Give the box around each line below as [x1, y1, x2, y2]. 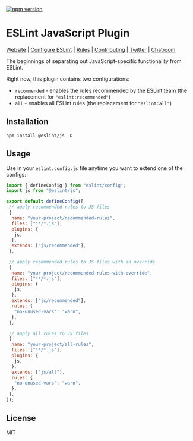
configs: [6, 171, 27, 178]
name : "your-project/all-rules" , [11, 342, 94, 348]
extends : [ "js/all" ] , [11, 369, 65, 375]
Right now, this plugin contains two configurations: [6, 75, 130, 83]
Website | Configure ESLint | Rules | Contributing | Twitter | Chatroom [6, 46, 176, 53]
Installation [6, 116, 49, 127]
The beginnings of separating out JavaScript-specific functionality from [6, 57, 182, 65]
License [6, 413, 36, 423]
